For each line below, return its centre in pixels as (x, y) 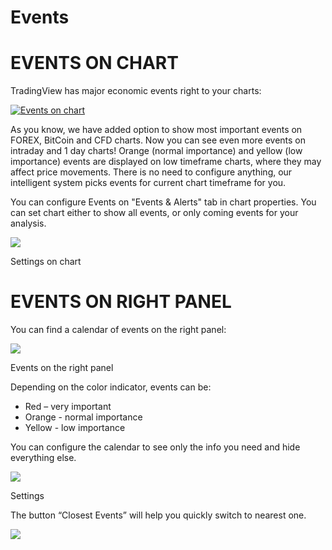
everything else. (43, 458)
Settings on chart (46, 262)
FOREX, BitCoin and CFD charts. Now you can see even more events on (158, 140)
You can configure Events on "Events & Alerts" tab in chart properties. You (163, 202)
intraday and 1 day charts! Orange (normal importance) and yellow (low (156, 151)
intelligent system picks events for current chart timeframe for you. (148, 183)
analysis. (28, 223)
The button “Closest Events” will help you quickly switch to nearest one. (158, 515)
